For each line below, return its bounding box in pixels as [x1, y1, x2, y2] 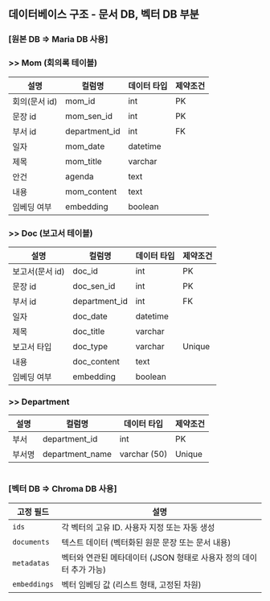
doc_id [72, 265, 99, 276]
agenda [65, 171, 94, 182]
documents [12, 537, 50, 546]
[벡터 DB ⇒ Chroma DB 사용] [8, 484, 117, 495]
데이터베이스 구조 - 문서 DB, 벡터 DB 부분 [8, 7, 199, 22]
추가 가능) [71, 564, 107, 575]
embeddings [12, 579, 54, 589]
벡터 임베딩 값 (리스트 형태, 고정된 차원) [61, 578, 202, 590]
